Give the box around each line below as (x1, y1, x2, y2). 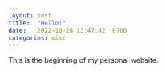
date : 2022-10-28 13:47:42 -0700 (8, 26, 128, 34)
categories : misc (8, 33, 67, 42)
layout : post (8, 11, 52, 20)
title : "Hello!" (8, 19, 67, 27)
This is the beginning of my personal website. (8, 56, 159, 65)
